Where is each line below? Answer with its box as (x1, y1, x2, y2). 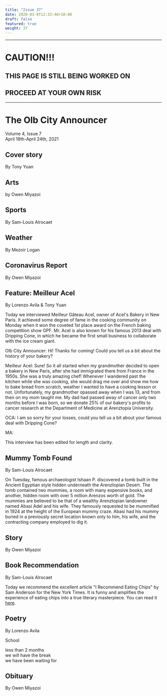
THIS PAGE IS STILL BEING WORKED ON (5, 72, 131, 80)
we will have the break (5, 652, 51, 658)
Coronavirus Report (5, 261, 68, 270)
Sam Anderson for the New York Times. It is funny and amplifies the (5, 589, 144, 595)
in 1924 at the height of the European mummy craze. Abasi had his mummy (5, 509, 159, 515)
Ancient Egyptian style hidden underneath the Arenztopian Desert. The (5, 482, 151, 488)
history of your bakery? (5, 353, 53, 359)
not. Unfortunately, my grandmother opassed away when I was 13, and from (5, 389, 161, 395)
